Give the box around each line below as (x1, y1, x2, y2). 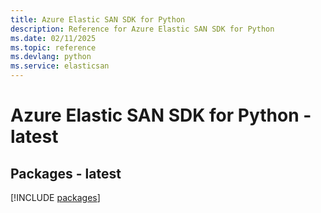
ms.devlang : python (10, 52, 92, 62)
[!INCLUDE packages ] (10, 192, 101, 203)
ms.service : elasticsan (10, 61, 110, 71)
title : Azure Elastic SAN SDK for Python (10, 14, 186, 25)
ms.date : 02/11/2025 (10, 33, 97, 43)
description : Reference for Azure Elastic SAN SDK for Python (10, 24, 275, 34)
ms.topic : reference (10, 42, 97, 53)
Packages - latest (10, 165, 122, 182)
